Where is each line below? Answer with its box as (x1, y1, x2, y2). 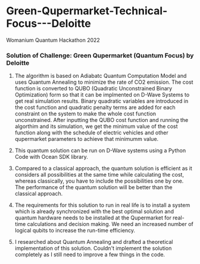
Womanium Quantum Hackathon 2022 (6, 36, 100, 43)
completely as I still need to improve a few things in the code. (14, 251, 165, 258)
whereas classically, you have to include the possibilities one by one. (14, 177, 184, 185)
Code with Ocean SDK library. (14, 153, 88, 161)
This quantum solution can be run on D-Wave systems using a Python (14, 147, 186, 154)
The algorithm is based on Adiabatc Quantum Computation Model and (14, 73, 187, 80)
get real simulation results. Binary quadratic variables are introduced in (14, 98, 189, 105)
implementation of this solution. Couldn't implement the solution (14, 245, 172, 252)
